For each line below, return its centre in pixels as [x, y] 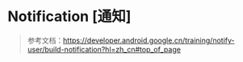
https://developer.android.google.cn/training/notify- [149, 40]
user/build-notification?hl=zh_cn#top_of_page [104, 49]
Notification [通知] [69, 17]
